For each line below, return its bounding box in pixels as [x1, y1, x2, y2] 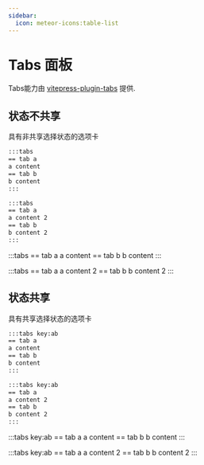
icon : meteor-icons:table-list [15, 19, 119, 27]
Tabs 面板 [8, 56, 73, 74]
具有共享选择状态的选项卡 [8, 314, 92, 323]
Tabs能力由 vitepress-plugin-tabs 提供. [8, 84, 137, 93]
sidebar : [8, 11, 37, 20]
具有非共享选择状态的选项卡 [8, 132, 99, 142]
